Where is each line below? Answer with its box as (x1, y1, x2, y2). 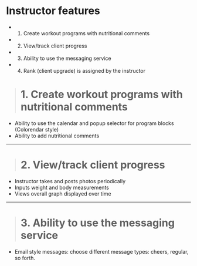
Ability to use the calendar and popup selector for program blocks (14, 119, 174, 127)
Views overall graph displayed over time (14, 190, 111, 197)
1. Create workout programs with (20, 88, 183, 101)
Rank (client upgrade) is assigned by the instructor (23, 67, 145, 74)
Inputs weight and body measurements (14, 184, 110, 191)
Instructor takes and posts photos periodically (14, 177, 126, 184)
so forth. (14, 254, 36, 261)
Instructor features (6, 4, 101, 18)
